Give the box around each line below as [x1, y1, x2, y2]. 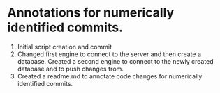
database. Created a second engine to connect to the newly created [17, 57, 214, 65]
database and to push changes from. [17, 65, 124, 73]
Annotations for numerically [7, 5, 175, 21]
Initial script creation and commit [17, 42, 112, 51]
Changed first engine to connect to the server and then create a [17, 50, 201, 58]
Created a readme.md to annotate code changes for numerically [17, 71, 203, 81]
